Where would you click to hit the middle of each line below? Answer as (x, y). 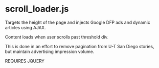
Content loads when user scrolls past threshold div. (57, 37)
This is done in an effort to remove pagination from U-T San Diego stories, (79, 46)
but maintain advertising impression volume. (50, 51)
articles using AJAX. (25, 27)
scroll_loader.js (37, 9)
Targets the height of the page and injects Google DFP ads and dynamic (78, 22)
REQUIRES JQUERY (25, 61)
